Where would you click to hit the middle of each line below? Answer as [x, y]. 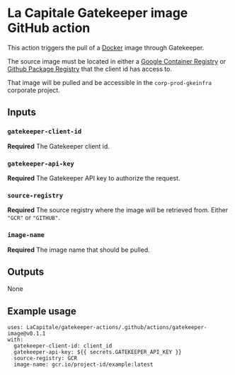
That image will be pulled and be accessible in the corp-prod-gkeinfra [110, 82]
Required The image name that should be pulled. [79, 250]
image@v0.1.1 [27, 334]
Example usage [42, 311]
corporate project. [34, 90]
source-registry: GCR [46, 359]
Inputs [22, 112]
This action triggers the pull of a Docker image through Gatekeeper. [106, 47]
